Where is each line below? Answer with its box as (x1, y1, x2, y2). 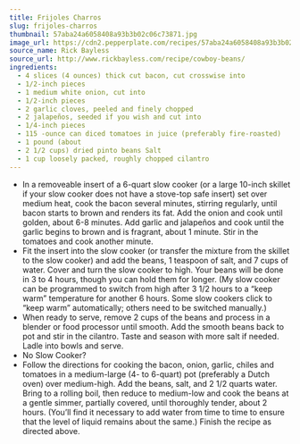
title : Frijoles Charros (9, 13, 102, 22)
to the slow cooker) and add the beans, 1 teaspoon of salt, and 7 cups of (21, 255, 288, 265)
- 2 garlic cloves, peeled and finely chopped (17, 105, 194, 113)
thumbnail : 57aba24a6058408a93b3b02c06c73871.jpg (9, 29, 198, 38)
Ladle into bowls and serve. (21, 340, 124, 351)
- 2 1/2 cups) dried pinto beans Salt (17, 146, 162, 155)
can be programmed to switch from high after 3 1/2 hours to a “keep (21, 283, 273, 294)
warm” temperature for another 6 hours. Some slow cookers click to (21, 292, 272, 304)
